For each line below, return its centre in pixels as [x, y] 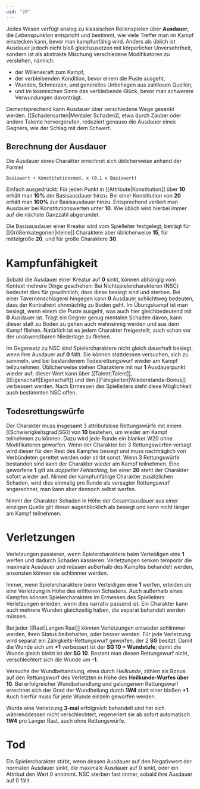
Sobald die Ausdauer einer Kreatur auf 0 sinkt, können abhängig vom [91, 280]
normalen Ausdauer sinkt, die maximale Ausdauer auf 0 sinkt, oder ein [92, 768]
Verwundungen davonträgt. [48, 97]
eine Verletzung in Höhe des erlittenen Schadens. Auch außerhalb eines [95, 591]
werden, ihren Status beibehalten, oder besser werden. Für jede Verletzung [99, 634]
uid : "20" [18, 12]
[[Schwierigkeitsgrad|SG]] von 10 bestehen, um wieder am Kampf [87, 432]
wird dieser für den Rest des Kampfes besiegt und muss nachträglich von [96, 451]
